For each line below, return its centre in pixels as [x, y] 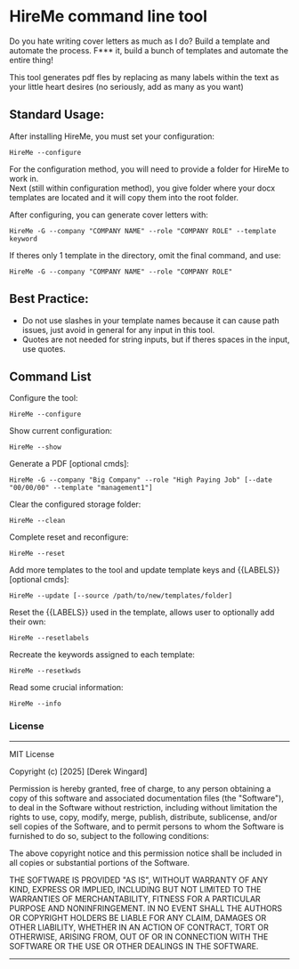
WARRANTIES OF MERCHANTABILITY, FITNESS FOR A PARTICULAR [135, 899]
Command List [50, 376]
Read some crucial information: [66, 688]
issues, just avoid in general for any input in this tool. [118, 330]
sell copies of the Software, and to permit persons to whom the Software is [147, 826]
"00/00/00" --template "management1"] [81, 488]
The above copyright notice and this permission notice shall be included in [145, 853]
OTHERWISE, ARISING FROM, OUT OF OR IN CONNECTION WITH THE [139, 936]
